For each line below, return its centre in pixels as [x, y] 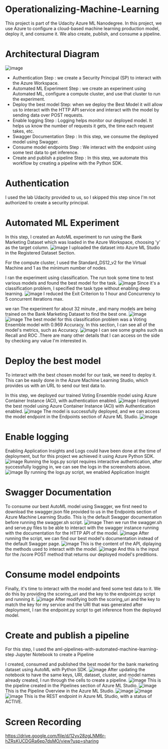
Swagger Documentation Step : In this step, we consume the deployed [85, 136]
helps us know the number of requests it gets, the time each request [83, 126]
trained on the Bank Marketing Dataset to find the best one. [66, 314]
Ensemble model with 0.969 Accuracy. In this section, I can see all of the [80, 324]
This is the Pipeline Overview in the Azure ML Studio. [60, 691]
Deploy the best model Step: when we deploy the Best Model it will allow [88, 104]
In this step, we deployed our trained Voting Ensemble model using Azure [81, 395]
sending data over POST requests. [48, 115]
